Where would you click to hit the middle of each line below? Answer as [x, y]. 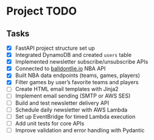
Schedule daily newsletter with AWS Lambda [71, 110]
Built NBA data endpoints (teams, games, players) [78, 75]
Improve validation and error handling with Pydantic [80, 130]
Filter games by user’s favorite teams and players [77, 82]
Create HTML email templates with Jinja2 [67, 89]
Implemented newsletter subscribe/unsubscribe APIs [82, 62]
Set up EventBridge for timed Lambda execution [75, 116]
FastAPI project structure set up [55, 48]
